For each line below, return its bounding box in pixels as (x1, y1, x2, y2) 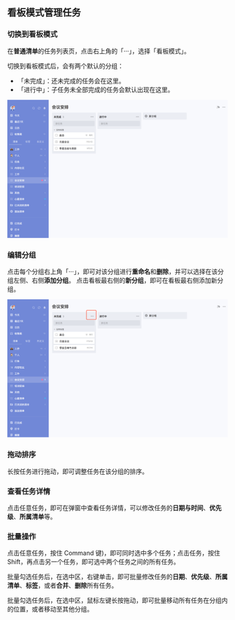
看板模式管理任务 (7, 6, 81, 19)
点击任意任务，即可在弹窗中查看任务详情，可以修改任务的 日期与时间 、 (7, 504, 210, 512)
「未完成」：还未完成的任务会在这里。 (17, 76, 125, 85)
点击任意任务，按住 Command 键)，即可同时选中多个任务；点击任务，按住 (7, 549, 220, 558)
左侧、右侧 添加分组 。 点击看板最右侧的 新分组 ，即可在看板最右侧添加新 (13, 276, 218, 284)
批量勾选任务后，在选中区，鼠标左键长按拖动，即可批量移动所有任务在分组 (7, 596, 222, 605)
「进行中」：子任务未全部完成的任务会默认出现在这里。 (17, 85, 174, 93)
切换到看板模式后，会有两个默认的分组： (7, 62, 124, 70)
